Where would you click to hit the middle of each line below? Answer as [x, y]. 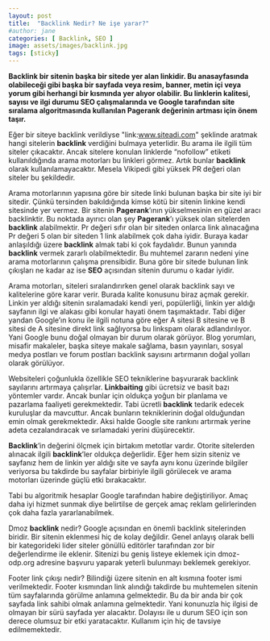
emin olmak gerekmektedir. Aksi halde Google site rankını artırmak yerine [130, 421]
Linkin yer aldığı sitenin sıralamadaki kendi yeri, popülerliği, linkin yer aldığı [132, 303]
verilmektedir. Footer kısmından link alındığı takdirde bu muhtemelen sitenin [133, 587]
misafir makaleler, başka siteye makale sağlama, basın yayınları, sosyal [126, 346]
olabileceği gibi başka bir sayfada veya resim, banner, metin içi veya [125, 85]
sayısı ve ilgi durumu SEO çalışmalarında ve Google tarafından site [122, 102]
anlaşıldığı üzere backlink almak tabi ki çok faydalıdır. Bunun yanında [123, 244]
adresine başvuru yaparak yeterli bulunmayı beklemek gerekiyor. [143, 562]
